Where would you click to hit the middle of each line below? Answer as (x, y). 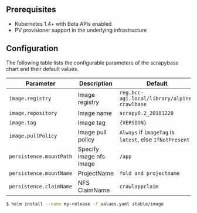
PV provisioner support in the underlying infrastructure (81, 30)
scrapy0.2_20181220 (147, 113)
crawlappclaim (139, 186)
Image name (95, 113)
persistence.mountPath (40, 156)
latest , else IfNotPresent (154, 139)
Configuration (32, 48)
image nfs (91, 156)
